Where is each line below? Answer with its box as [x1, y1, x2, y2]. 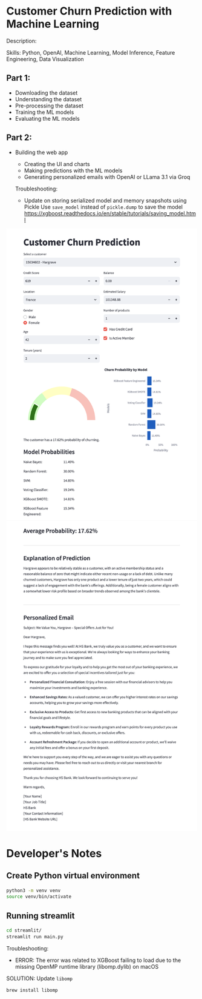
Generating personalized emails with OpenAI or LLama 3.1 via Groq [24, 173, 191, 180]
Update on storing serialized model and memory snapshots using [24, 197, 187, 204]
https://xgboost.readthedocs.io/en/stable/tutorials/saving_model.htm [24, 209, 197, 217]
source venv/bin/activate [6, 893, 71, 900]
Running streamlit [6, 910, 75, 921]
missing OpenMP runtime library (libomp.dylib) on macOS [15, 963, 159, 970]
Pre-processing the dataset [15, 102, 83, 109]
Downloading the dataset [15, 89, 78, 96]
